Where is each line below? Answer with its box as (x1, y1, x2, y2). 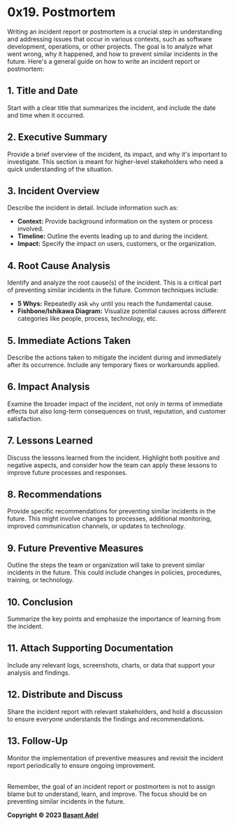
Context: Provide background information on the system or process (17, 217, 213, 226)
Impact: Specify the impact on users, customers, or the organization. (17, 240, 217, 248)
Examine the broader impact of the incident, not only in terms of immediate (7, 399, 224, 408)
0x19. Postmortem (7, 4, 116, 20)
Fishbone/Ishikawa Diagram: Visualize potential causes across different (17, 307, 226, 315)
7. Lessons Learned (7, 435, 93, 447)
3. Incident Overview (7, 185, 100, 197)
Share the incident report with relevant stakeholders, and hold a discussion (7, 707, 223, 715)
